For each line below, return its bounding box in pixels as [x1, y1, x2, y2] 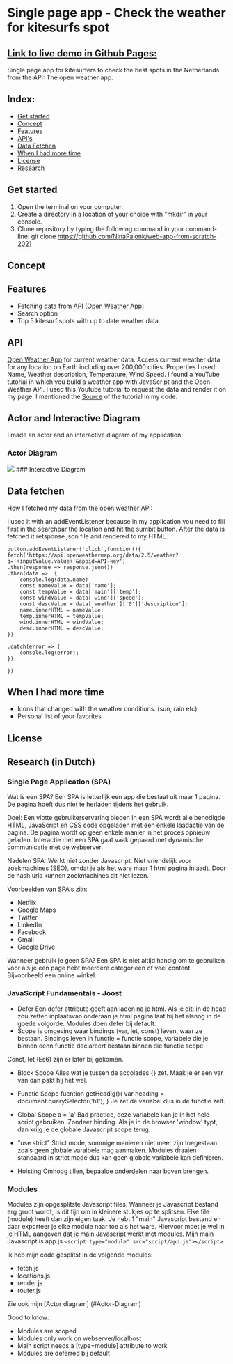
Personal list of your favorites [17, 712, 102, 720]
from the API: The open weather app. [7, 73, 113, 82]
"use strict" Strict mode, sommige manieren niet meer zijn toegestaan [17, 1138, 218, 1147]
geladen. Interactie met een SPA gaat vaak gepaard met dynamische [7, 836, 204, 844]
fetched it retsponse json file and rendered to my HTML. [7, 532, 168, 541]
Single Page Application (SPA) [7, 777, 111, 786]
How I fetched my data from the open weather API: [7, 504, 153, 512]
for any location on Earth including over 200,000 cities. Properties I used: [7, 362, 217, 371]
